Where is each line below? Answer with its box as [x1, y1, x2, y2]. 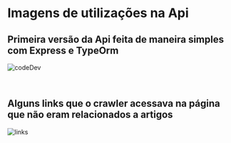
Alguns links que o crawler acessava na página [7, 97, 220, 110]
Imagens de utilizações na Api [7, 5, 189, 21]
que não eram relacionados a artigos [7, 109, 173, 121]
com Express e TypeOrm [7, 44, 119, 56]
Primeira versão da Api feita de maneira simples [7, 33, 225, 46]
